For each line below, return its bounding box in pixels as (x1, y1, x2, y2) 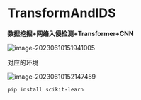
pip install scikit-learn (7, 86, 84, 93)
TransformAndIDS (7, 5, 116, 21)
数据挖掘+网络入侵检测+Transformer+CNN (7, 29, 134, 38)
